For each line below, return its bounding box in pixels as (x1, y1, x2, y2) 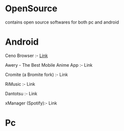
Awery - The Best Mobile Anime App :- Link (5, 62, 93, 68)
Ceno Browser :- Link (5, 52, 48, 58)
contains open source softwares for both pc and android (5, 19, 119, 25)
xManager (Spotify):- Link (5, 100, 57, 106)
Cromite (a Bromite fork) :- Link (5, 72, 68, 78)
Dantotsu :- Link (5, 90, 38, 96)
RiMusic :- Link (5, 81, 35, 87)
